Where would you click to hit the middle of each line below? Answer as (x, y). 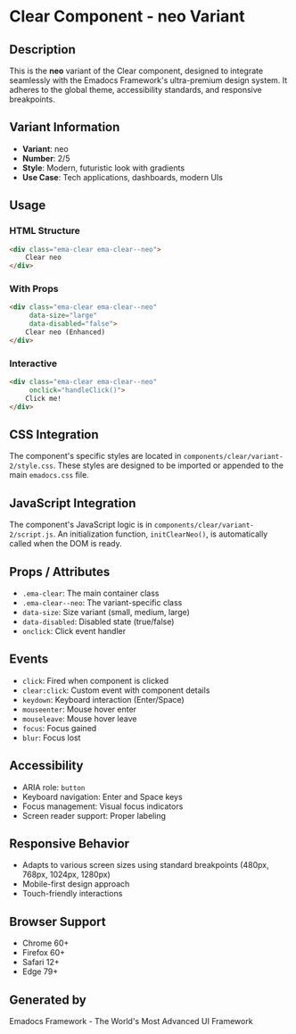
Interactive (33, 363)
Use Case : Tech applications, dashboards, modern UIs (122, 177)
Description (42, 50)
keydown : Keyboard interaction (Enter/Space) (103, 699)
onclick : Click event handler (74, 631)
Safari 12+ (41, 963)
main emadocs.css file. (49, 475)
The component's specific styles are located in (95, 456)
